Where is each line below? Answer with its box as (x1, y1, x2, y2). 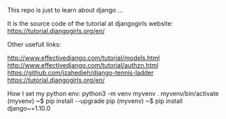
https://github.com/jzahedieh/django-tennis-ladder (7, 69, 154, 77)
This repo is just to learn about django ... (7, 6, 123, 14)
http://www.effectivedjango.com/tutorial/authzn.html (7, 61, 159, 69)
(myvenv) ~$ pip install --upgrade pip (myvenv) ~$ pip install (7, 97, 183, 105)
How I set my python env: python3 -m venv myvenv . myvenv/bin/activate (7, 90, 219, 97)
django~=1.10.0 (7, 104, 51, 112)
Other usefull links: (7, 40, 61, 48)
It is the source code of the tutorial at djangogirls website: (7, 19, 173, 27)
